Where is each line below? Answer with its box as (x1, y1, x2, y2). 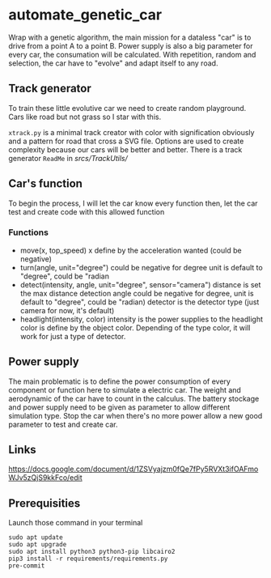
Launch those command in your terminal (8, 518, 143, 528)
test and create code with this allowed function (8, 206, 165, 216)
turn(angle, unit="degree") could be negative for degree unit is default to (19, 262, 263, 272)
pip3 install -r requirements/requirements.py (8, 555, 168, 563)
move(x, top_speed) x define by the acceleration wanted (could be (19, 245, 242, 255)
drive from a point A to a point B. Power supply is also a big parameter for (8, 40, 253, 50)
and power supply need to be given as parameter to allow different (8, 402, 231, 412)
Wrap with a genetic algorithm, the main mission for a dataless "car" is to (8, 32, 252, 42)
